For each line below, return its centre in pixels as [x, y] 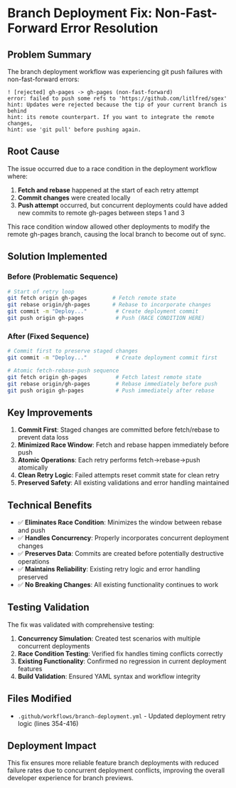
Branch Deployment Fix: [80, 13]
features [30, 668]
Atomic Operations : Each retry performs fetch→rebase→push [109, 460]
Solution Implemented [58, 257]
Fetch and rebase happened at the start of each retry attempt [108, 190]
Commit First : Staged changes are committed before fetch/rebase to [119, 430]
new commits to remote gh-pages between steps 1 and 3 [101, 212]
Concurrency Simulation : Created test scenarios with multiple [109, 638]
